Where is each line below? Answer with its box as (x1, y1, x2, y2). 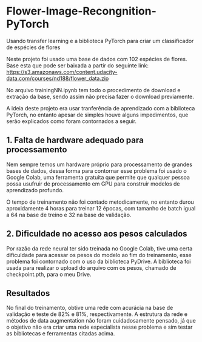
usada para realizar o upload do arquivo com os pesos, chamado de (6, 264, 177, 271)
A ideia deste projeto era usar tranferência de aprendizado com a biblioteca (6, 104, 195, 112)
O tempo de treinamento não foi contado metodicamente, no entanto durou (6, 198, 194, 206)
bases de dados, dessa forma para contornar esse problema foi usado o (6, 167, 187, 174)
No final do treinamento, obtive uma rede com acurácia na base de (6, 304, 173, 312)
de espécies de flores (6, 44, 61, 51)
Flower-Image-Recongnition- (6, 4, 157, 18)
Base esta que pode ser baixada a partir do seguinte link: (6, 62, 149, 69)
